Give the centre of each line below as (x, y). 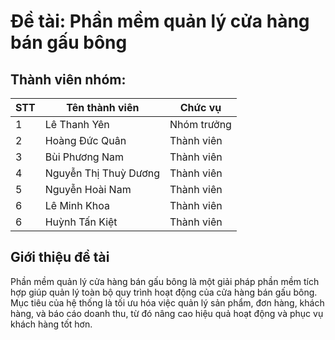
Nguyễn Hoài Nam (88, 189)
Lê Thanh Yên (77, 124)
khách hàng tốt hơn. (51, 324)
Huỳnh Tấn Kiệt (81, 222)
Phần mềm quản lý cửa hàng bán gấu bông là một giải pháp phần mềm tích (165, 281)
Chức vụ (200, 107)
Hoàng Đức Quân (85, 140)
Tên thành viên (103, 107)
